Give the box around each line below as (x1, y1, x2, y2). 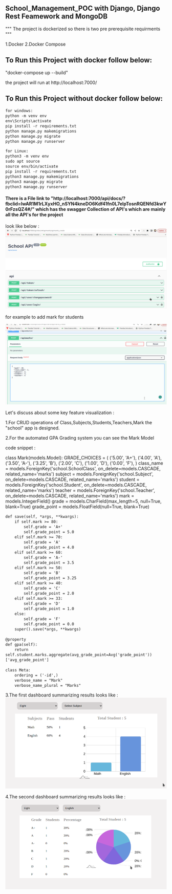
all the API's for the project (5, 212, 63, 218)
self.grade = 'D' (24, 601, 60, 606)
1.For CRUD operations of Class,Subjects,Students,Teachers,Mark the (5, 420, 153, 426)
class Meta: (5, 668, 31, 673)
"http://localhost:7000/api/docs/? (50, 195, 126, 202)
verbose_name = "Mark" (14, 678, 63, 683)
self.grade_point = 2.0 (24, 591, 74, 596)
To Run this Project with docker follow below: (5, 56, 153, 64)
